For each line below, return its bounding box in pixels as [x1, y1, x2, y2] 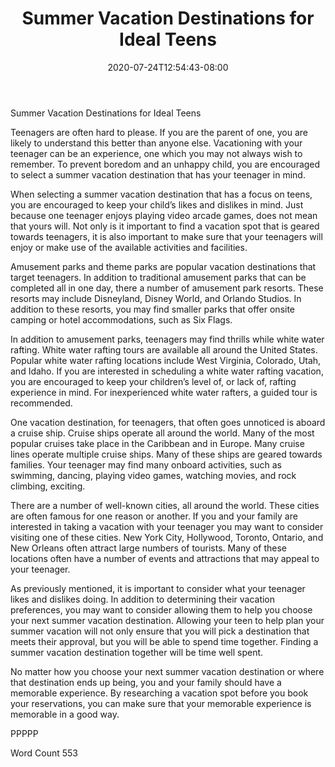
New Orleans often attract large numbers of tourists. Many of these [10, 542, 287, 554]
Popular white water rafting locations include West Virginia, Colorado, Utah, [10, 354, 322, 366]
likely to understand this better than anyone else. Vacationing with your [10, 137, 303, 149]
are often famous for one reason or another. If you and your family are [10, 510, 298, 522]
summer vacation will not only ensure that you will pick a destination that [10, 625, 310, 637]
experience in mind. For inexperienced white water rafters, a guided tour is [10, 386, 318, 398]
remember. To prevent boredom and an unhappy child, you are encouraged [10, 158, 321, 170]
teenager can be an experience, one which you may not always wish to [10, 147, 303, 159]
